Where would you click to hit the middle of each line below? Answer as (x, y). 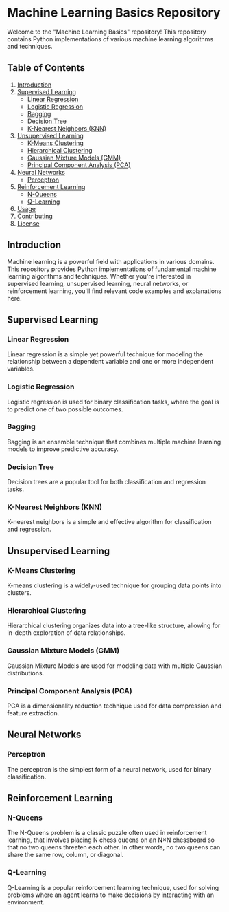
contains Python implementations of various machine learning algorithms (110, 39)
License (28, 223)
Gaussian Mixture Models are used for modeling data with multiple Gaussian (115, 666)
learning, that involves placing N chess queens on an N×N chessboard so (111, 840)
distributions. (26, 673)
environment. (26, 902)
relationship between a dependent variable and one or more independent (110, 362)
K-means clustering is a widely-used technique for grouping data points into (114, 585)
